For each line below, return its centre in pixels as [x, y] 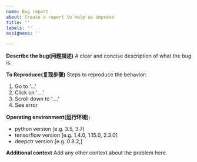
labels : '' [19, 28]
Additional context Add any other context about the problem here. [87, 153]
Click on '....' [29, 93]
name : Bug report [27, 11]
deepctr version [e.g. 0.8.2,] [49, 141]
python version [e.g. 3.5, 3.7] [50, 129]
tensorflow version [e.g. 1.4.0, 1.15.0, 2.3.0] [66, 135]
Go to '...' [25, 86]
